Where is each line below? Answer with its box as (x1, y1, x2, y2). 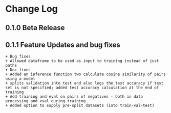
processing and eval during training (5, 99, 86, 104)
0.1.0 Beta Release (5, 23, 65, 32)
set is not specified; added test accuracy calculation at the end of (5, 85, 159, 91)
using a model (5, 76, 36, 81)
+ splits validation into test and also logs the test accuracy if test (5, 81, 164, 86)
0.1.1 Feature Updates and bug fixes (5, 40, 120, 49)
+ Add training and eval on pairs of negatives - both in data (5, 94, 143, 99)
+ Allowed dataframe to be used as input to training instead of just (5, 59, 159, 64)
